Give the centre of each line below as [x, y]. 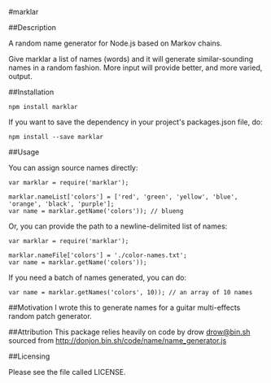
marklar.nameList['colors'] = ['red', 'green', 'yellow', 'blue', [123, 197]
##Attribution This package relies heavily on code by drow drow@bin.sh [129, 332]
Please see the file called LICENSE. [67, 372]
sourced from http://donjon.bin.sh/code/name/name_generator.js [118, 340]
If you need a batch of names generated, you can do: [98, 277]
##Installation [31, 92]
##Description [33, 27]
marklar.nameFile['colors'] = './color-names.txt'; [98, 255]
